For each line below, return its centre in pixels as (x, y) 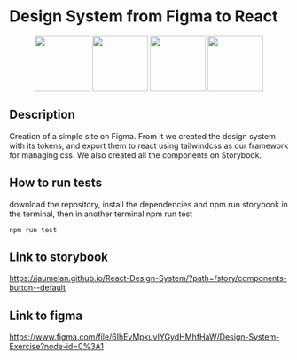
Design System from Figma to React (144, 16)
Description (42, 115)
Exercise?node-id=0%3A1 (57, 347)
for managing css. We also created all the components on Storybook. (136, 155)
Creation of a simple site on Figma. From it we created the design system (143, 136)
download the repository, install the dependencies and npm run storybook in (148, 204)
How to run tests (56, 183)
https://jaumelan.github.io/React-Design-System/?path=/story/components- (148, 278)
